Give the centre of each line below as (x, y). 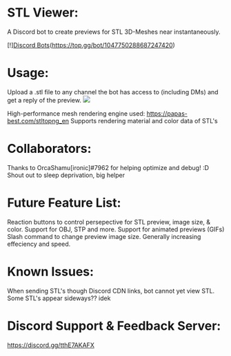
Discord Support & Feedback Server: (114, 326)
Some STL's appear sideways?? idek (59, 298)
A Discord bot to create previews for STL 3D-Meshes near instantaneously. (114, 32)
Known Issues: (51, 272)
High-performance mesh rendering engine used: (76, 113)
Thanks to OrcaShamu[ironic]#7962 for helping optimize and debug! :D (108, 167)
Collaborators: (49, 149)
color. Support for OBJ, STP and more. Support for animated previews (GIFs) (116, 229)
